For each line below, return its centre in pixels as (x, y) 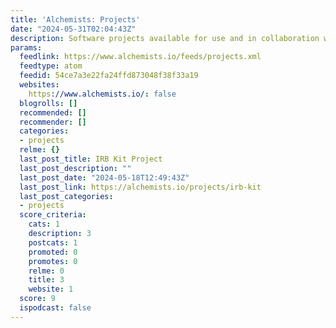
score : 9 (37, 299)
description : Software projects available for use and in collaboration (165, 38)
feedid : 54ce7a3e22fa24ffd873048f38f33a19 (109, 76)
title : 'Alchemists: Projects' (75, 19)
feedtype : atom (51, 66)
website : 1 (51, 289)
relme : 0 (46, 271)
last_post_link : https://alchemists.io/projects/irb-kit (140, 187)
